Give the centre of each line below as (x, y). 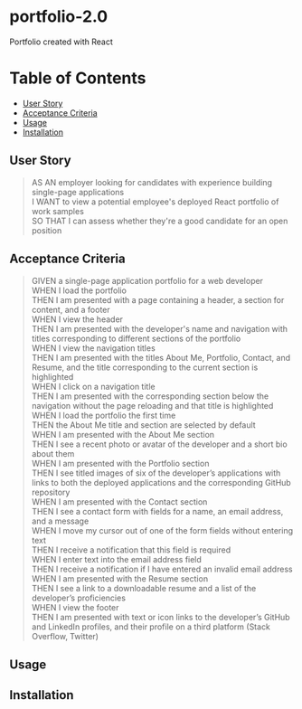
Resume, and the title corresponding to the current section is (145, 367)
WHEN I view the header (77, 319)
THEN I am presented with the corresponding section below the (150, 396)
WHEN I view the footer (75, 607)
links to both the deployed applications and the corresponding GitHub (161, 482)
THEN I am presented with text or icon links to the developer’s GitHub (161, 617)
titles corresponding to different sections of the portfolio (136, 338)
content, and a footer (71, 309)
